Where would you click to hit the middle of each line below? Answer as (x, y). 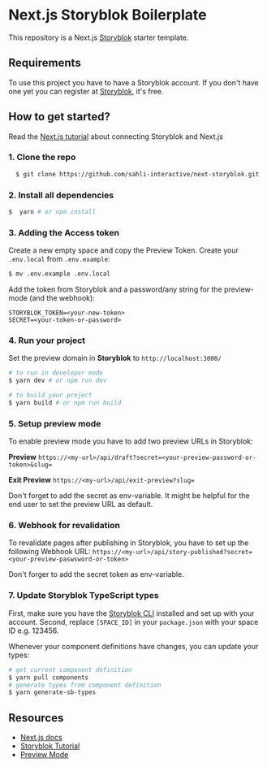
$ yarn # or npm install (52, 212)
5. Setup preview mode (55, 423)
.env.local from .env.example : (60, 259)
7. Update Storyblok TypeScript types (84, 596)
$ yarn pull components (49, 677)
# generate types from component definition (85, 685)
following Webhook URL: (50, 552)
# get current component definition (70, 669)
